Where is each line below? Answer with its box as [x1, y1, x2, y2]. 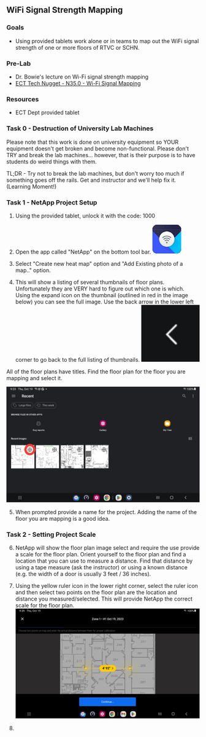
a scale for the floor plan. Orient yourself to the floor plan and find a [15, 550, 186, 558]
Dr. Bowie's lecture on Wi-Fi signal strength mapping [15, 73, 149, 80]
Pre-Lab [6, 59, 31, 68]
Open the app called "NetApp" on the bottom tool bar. [15, 248, 151, 255]
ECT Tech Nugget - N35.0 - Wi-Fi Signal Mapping [15, 79, 141, 87]
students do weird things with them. [6, 158, 97, 165]
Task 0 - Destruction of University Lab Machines [6, 124, 154, 133]
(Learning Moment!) [6, 182, 57, 190]
